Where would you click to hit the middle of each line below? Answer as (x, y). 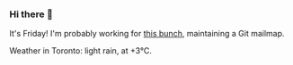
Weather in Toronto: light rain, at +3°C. (81, 51)
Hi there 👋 (31, 14)
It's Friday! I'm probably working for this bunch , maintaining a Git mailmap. (147, 34)
